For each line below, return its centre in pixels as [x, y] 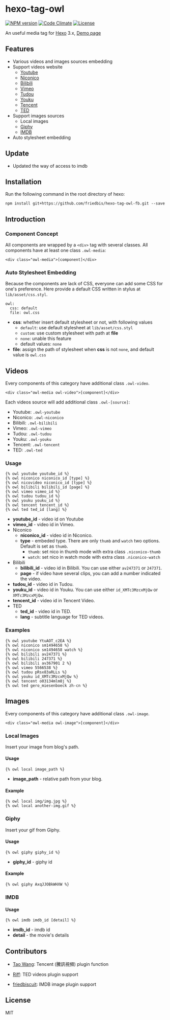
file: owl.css [25, 313]
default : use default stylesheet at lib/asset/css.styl [77, 328]
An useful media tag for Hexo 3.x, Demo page [53, 33]
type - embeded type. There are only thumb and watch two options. [90, 541]
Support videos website [37, 66]
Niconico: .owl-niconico [38, 418]
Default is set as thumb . [44, 546]
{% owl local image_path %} [35, 769]
